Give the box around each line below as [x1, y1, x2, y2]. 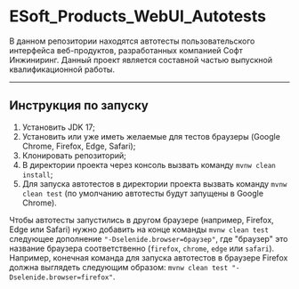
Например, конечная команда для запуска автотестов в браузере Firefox [9, 252, 288, 263]
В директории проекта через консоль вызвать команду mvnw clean [21, 159, 276, 170]
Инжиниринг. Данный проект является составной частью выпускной [9, 54, 273, 65]
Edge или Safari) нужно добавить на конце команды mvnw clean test [9, 224, 270, 235]
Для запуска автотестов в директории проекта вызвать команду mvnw [21, 178, 287, 189]
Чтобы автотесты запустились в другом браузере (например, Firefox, [9, 214, 274, 225]
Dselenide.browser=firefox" [9, 273, 114, 282]
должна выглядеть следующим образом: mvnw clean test [9, 261, 229, 272]
